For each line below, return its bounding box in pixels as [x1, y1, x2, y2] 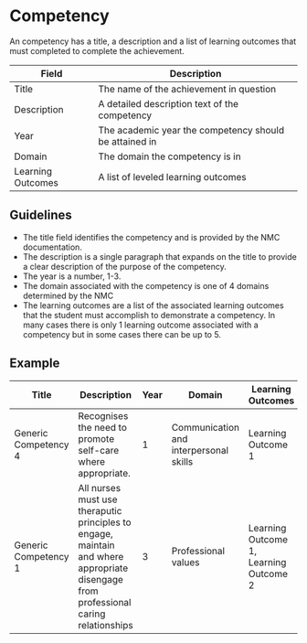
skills [171, 455, 194, 467]
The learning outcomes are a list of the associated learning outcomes [22, 299, 285, 311]
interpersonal [171, 444, 229, 456]
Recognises [78, 409, 129, 422]
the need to [78, 421, 128, 434]
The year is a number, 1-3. [22, 271, 122, 282]
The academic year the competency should [98, 123, 285, 136]
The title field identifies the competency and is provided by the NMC [22, 231, 281, 242]
